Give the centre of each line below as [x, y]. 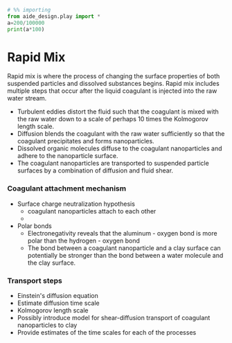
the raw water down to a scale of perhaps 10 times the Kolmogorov [113, 119]
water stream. [27, 98]
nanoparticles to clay [47, 325]
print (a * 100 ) [26, 29]
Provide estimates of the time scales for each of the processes [107, 333]
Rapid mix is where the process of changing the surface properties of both [114, 76]
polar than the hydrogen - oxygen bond [83, 240]
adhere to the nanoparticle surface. [68, 156]
